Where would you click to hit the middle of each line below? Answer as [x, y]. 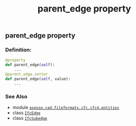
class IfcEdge [26, 113]
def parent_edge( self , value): [38, 79]
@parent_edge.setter [27, 74]
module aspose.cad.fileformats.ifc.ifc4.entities [66, 107]
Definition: [18, 50]
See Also [16, 96]
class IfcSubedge [30, 118]
